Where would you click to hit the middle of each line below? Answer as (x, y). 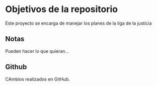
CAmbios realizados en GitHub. (38, 79)
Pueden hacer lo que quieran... (37, 51)
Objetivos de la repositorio (62, 9)
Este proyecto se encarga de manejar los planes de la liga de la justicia (78, 23)
